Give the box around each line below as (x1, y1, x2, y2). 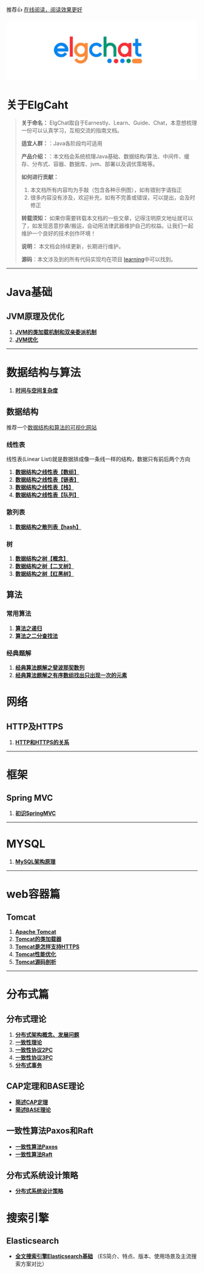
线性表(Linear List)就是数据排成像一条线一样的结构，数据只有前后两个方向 (6, 456, 191, 463)
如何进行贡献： (21, 173, 59, 181)
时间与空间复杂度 (15, 387, 58, 394)
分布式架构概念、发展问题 (15, 1031, 80, 1038)
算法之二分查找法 (15, 632, 58, 639)
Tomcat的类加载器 (15, 936, 62, 942)
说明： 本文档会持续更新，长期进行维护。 (21, 243, 124, 250)
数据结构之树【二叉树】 (15, 562, 74, 570)
